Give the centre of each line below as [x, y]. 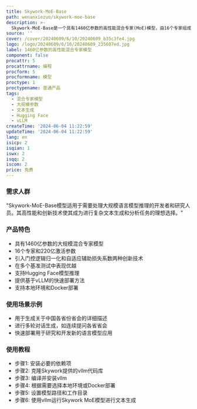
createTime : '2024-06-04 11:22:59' [50, 126]
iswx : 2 [16, 153]
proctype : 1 [21, 83]
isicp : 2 [17, 143]
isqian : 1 [18, 148]
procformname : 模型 [29, 77]
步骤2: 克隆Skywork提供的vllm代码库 [59, 371]
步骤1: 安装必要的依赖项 [43, 363]
